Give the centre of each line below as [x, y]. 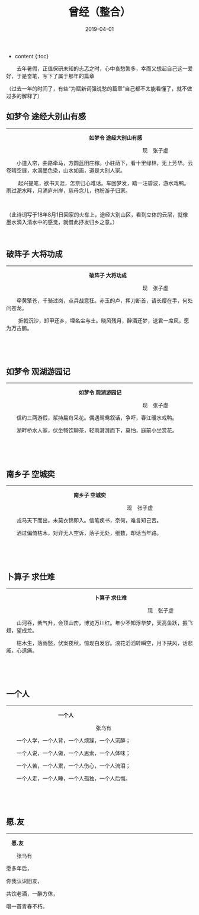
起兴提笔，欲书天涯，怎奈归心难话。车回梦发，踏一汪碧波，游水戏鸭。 [103, 183]
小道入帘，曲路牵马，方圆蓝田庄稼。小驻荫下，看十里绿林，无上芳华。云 [105, 163]
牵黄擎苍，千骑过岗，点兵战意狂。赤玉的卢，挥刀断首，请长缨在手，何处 [105, 300]
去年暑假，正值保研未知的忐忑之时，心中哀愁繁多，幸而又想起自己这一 [102, 68]
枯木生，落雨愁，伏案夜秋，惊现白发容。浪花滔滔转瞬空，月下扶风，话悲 [105, 643]
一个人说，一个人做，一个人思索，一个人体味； [74, 753]
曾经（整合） [99, 12]
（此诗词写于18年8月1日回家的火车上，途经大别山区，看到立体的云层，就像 [97, 214]
